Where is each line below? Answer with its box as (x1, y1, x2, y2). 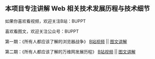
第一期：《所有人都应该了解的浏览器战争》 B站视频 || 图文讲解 (5, 38, 127, 44)
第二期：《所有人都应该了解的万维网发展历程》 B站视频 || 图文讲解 (5, 48, 136, 54)
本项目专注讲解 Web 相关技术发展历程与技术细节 (5, 4, 150, 13)
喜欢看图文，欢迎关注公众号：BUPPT (5, 28, 79, 34)
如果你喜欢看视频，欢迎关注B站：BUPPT (5, 18, 86, 24)
